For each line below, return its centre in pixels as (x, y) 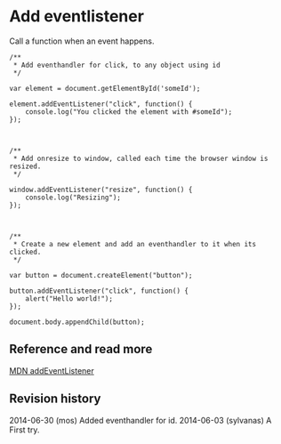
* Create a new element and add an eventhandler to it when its (134, 244)
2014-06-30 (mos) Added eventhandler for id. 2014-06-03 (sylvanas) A (140, 420)
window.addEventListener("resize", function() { (101, 190)
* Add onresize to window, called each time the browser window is (140, 158)
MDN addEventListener (52, 370)
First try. (24, 430)
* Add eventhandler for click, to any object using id (116, 65)
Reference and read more (81, 349)
